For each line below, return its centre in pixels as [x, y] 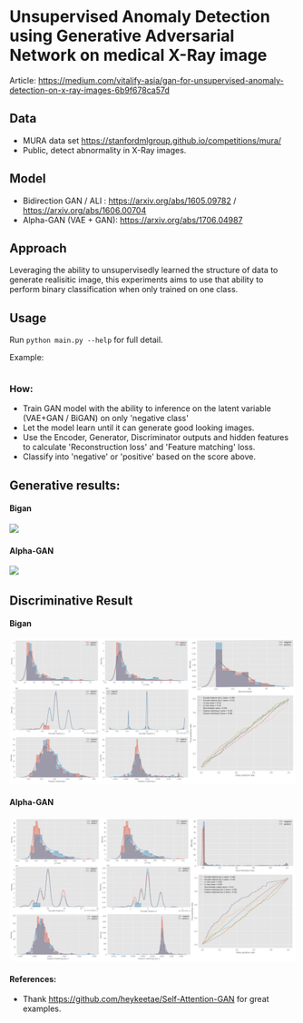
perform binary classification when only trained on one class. [124, 290]
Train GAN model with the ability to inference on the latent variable [147, 408]
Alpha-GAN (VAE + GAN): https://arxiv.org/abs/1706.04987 [132, 220]
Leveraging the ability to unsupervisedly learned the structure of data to [144, 271]
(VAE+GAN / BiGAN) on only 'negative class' [105, 418]
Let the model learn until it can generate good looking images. [138, 428]
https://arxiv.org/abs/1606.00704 [84, 210]
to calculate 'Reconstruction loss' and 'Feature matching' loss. [139, 448]
